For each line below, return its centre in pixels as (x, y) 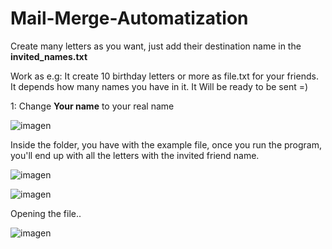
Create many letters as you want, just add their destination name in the (156, 46)
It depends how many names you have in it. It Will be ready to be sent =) (159, 86)
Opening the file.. (46, 213)
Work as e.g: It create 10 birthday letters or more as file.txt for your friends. (164, 76)
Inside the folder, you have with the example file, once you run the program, (166, 144)
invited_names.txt (49, 56)
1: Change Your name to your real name (92, 106)
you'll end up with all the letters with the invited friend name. (135, 155)
